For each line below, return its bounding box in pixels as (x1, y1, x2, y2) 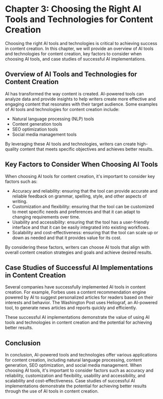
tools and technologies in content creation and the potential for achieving (5, 319, 152, 326)
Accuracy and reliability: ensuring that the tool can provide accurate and (12, 188, 158, 194)
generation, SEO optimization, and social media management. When (5, 362, 142, 368)
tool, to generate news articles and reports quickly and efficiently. (5, 305, 137, 311)
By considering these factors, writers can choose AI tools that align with (5, 244, 150, 250)
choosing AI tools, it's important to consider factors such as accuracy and (5, 368, 154, 374)
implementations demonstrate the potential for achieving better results (5, 383, 147, 389)
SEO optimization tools (12, 126, 58, 132)
